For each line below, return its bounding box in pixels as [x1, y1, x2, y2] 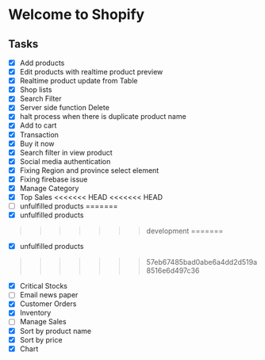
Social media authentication [19, 156, 111, 166]
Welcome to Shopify [8, 6, 145, 24]
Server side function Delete [19, 103, 109, 113]
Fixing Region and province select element [19, 165, 159, 175]
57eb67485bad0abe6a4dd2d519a [146, 258, 258, 267]
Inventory [19, 308, 52, 318]
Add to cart [19, 121, 57, 130]
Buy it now [19, 139, 55, 148]
